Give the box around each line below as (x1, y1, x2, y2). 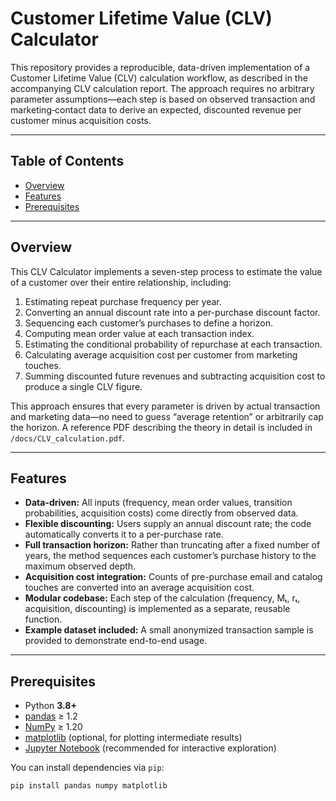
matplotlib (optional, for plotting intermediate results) (24, 732, 243, 744)
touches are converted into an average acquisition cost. (24, 582, 255, 594)
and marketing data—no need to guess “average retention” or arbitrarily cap (10, 410, 324, 422)
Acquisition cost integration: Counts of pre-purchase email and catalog (24, 571, 323, 583)
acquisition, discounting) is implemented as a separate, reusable (24, 603, 291, 615)
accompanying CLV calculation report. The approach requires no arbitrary (10, 82, 315, 94)
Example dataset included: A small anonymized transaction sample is (24, 624, 314, 636)
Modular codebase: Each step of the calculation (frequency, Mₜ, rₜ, (24, 592, 301, 604)
